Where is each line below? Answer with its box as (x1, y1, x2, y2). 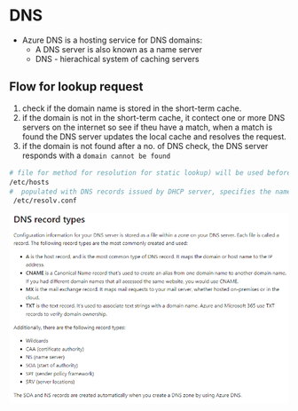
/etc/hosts (9, 178, 50, 186)
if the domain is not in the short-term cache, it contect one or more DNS (21, 112, 286, 123)
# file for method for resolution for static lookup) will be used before (9, 168, 292, 178)
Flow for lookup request (9, 79, 144, 94)
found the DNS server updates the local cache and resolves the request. (21, 130, 286, 142)
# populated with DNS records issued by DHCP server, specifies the (9, 187, 272, 196)
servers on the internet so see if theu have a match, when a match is (21, 122, 273, 132)
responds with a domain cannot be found (21, 150, 171, 161)
